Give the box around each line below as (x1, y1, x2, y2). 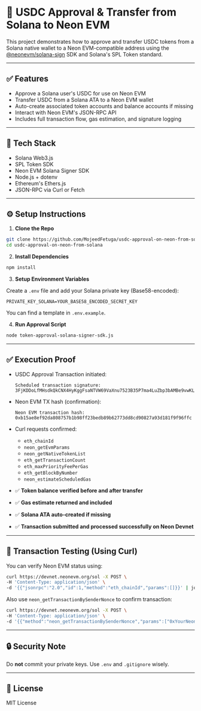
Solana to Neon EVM (6, 18, 110, 32)
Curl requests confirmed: (14, 425, 77, 433)
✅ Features (6, 74, 49, 84)
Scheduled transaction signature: (14, 382, 101, 388)
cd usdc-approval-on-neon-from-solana (6, 242, 103, 248)
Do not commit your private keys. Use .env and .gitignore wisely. (6, 660, 169, 668)
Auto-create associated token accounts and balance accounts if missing (14, 102, 193, 110)
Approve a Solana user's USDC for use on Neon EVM (14, 89, 147, 97)
